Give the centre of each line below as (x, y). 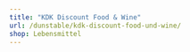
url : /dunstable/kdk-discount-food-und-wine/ (95, 26)
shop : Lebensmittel (45, 33)
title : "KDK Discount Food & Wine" (75, 17)
